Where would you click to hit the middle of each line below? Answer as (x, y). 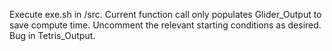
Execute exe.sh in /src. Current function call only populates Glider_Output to (165, 14)
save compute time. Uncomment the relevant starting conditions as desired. (165, 25)
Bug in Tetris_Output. (52, 35)
